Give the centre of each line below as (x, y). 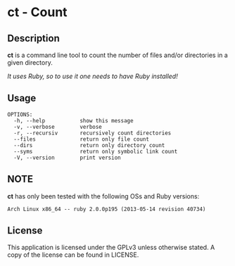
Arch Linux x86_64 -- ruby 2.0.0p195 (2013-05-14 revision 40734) (107, 209)
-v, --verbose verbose (58, 127)
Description (33, 38)
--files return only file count (82, 139)
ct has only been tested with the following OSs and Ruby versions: (103, 196)
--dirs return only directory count (89, 145)
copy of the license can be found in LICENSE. (73, 255)
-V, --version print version (67, 158)
